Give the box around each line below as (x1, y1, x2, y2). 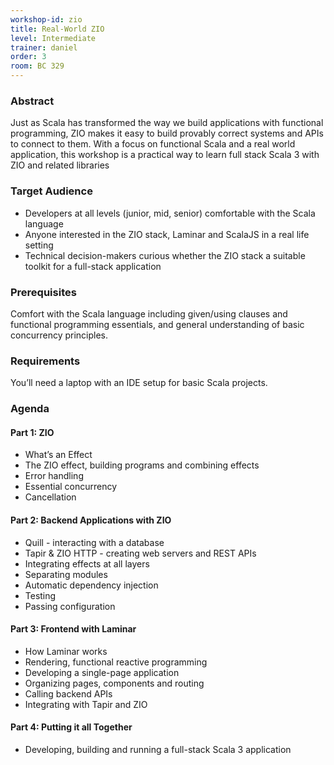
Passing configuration (24, 600, 116, 612)
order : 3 (10, 52, 47, 62)
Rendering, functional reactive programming (24, 656, 208, 668)
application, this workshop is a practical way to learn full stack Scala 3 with (10, 149, 320, 161)
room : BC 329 (10, 61, 65, 71)
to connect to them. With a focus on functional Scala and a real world (10, 138, 296, 150)
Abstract (10, 94, 55, 108)
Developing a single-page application (24, 666, 180, 678)
